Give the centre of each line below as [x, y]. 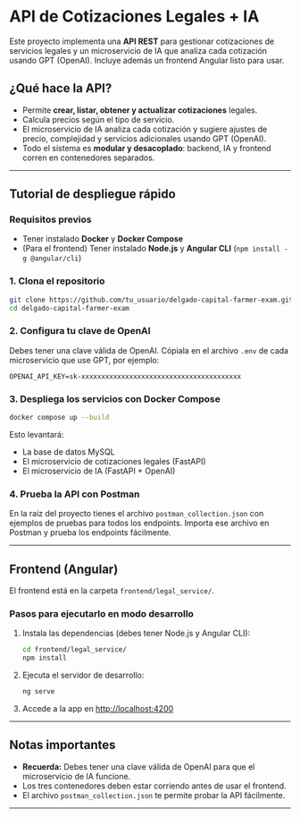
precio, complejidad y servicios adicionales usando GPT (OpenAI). [144, 138]
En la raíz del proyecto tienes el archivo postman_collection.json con [137, 514]
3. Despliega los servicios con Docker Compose [115, 398]
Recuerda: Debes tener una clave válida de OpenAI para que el [138, 766]
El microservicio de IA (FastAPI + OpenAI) [99, 471]
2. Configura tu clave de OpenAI [80, 331]
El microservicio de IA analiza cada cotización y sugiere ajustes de [145, 129]
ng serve [38, 692]
